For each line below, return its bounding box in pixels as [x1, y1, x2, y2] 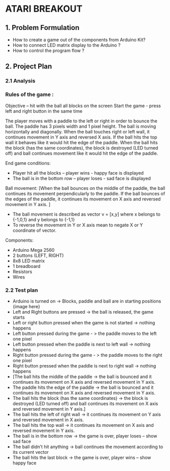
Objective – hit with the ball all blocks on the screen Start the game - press [5, 103, 161, 109]
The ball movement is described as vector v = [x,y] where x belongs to [12, 211, 161, 217]
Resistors [12, 268, 32, 275]
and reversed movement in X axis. [12, 417, 84, 423]
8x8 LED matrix [12, 257, 45, 264]
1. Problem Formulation [5, 23, 80, 32]
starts [12, 314, 25, 320]
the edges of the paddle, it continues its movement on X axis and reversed [5, 196, 161, 202]
